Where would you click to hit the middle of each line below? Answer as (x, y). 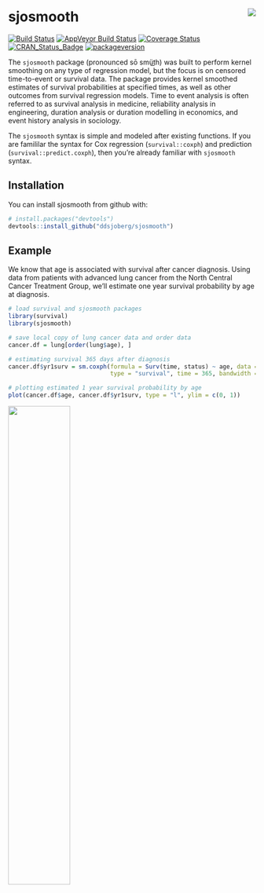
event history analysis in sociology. (65, 120)
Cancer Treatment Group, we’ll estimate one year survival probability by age (132, 286)
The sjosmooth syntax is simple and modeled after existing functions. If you (130, 135)
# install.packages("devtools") (61, 219)
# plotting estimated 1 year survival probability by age (105, 388)
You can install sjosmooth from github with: (78, 204)
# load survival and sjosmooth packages (75, 309)
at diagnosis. (29, 295)
